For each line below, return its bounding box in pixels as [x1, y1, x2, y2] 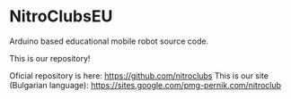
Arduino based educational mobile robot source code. [9, 36, 209, 46]
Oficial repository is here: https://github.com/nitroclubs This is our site [9, 70, 269, 81]
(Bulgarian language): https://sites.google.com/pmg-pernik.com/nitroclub [9, 79, 281, 90]
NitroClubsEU [9, 6, 113, 27]
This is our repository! [9, 53, 91, 63]
